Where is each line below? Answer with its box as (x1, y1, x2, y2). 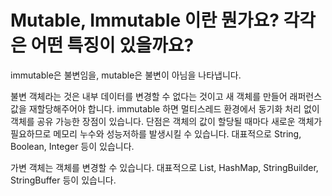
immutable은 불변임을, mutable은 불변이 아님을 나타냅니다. (10, 69, 242, 81)
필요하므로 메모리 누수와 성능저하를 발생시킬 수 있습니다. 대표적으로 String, (10, 127, 302, 140)
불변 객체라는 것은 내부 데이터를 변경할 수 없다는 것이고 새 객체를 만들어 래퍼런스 (10, 90, 323, 102)
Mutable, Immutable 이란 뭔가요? (10, 9, 280, 32)
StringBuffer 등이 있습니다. (10, 174, 117, 186)
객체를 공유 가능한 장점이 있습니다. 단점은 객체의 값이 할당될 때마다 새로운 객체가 (10, 115, 323, 127)
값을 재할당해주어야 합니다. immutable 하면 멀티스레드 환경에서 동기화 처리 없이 (10, 102, 320, 115)
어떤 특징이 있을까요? (30, 34, 195, 57)
